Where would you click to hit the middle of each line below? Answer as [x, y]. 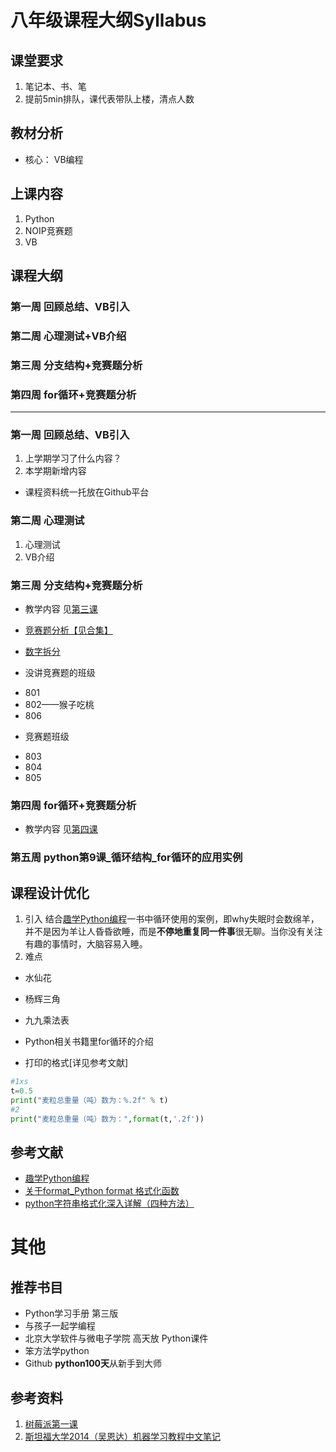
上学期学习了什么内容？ [73, 458]
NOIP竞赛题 [48, 230]
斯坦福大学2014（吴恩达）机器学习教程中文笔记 [122, 1436]
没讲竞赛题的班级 [60, 672]
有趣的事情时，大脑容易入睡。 [86, 944]
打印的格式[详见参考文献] [76, 1062]
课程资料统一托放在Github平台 [87, 492]
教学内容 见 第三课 [61, 608]
